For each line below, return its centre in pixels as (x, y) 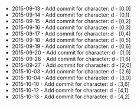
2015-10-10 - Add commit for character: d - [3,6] (71, 84)
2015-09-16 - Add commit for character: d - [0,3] (71, 27)
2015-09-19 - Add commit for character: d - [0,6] (71, 46)
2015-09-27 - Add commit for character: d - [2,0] (71, 65)
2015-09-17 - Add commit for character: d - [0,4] (71, 34)
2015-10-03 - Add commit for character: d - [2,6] (71, 71)
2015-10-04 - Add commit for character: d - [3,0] (71, 78)
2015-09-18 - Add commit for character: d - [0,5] (71, 40)
